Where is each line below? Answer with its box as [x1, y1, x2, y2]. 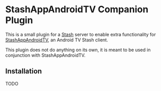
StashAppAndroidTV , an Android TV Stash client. [5, 37, 109, 43]
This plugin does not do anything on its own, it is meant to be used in [5, 47, 151, 53]
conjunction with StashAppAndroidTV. [5, 52, 86, 58]
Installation [5, 67, 42, 76]
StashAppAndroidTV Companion [5, 4, 149, 15]
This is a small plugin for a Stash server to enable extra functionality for [5, 31, 156, 37]
